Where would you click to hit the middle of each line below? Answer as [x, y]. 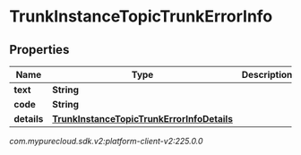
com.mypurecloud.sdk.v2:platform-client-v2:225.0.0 [106, 141]
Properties [39, 50]
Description [267, 75]
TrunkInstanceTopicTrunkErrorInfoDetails [142, 119]
